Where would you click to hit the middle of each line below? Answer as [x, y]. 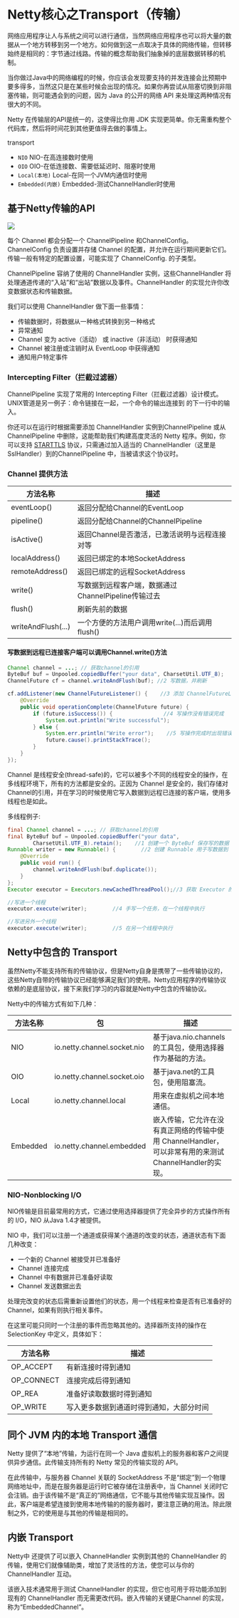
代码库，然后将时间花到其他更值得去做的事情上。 [79, 128]
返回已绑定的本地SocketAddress [131, 558]
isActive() [27, 540]
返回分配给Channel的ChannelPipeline [140, 521]
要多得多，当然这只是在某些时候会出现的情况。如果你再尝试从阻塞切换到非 [116, 86]
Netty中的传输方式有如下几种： [53, 1003]
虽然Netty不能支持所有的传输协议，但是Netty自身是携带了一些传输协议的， [117, 971]
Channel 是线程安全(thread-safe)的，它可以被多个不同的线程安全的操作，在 [118, 774]
